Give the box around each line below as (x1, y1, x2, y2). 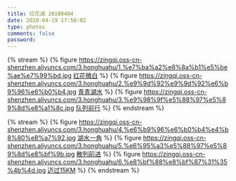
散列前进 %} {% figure (76, 150, 141, 159)
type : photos (7, 23, 46, 30)
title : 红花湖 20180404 (7, 10, 74, 18)
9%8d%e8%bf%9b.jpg (7, 150, 75, 159)
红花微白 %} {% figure (73, 72, 138, 80)
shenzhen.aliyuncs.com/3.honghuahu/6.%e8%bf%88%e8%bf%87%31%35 (7, 158, 228, 166)
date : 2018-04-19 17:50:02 (7, 17, 86, 24)
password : (7, 36, 37, 43)
